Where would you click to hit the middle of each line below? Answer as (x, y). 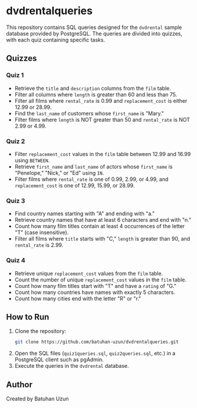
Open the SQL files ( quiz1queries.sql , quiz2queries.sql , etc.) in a (95, 354)
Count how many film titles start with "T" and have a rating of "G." (96, 286)
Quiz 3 (16, 200)
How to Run (28, 317)
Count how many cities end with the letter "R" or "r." (78, 298)
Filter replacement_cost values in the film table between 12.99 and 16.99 (103, 154)
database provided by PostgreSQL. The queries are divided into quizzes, (94, 33)
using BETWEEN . (32, 160)
